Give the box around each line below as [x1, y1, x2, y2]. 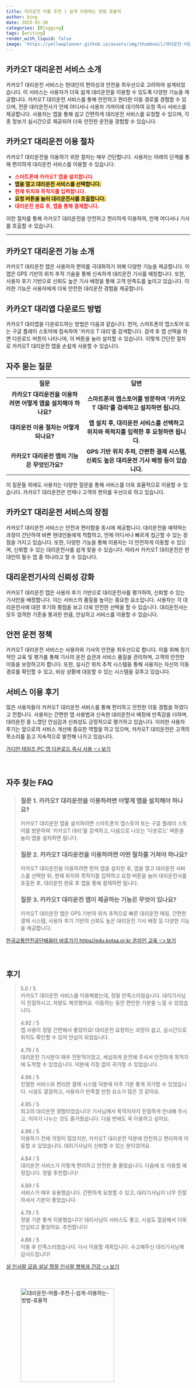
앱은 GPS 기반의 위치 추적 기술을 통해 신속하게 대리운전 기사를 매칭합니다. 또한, [6, 270, 185, 277]
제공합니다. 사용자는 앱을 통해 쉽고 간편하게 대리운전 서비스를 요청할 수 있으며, [6, 110, 184, 117]
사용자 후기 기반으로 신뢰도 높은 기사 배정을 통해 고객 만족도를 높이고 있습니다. [6, 278, 184, 285]
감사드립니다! [20, 1251, 51, 1258]
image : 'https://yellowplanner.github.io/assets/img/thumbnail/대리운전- [6, 42, 184, 47]
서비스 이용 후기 [6, 687, 60, 697]
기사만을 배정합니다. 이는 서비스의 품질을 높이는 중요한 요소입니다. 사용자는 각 [6, 596, 182, 603]
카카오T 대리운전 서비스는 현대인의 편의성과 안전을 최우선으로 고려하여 [6, 81, 165, 88]
